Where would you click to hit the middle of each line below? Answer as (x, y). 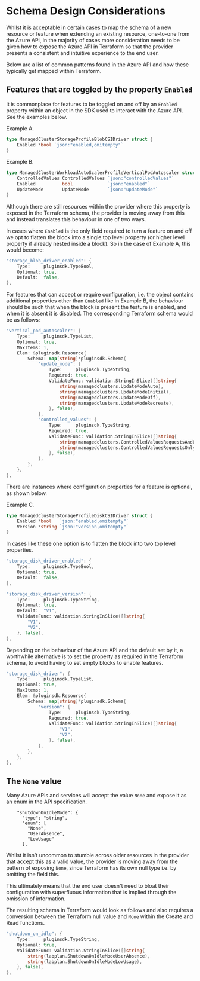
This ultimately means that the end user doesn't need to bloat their (88, 886)
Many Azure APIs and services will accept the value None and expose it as (96, 796)
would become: (25, 250)
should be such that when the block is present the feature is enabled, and (96, 307)
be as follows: (23, 320)
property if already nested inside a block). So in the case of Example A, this (99, 243)
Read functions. (26, 923)
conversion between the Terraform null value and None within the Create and (100, 916)
